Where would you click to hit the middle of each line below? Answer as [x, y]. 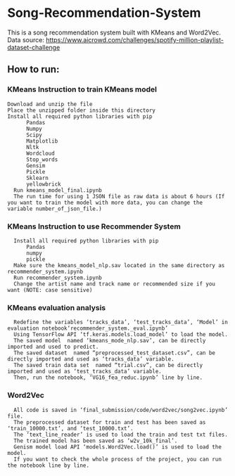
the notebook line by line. [49, 465]
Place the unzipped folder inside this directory [82, 110]
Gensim [36, 166]
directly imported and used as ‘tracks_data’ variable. [91, 359]
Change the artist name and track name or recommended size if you [115, 284]
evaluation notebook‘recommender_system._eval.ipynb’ [88, 328]
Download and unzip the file [50, 104]
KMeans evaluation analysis [57, 307]
